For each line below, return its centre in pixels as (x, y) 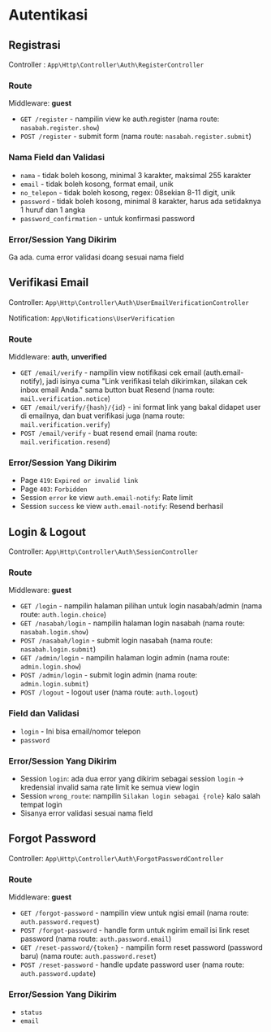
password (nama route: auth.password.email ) (96, 939)
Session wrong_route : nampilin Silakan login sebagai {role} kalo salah (140, 796)
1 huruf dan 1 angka (53, 210)
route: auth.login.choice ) (63, 615)
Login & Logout (47, 531)
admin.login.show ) (51, 666)
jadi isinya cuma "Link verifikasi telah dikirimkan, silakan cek (146, 381)
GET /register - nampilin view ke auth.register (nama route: (120, 119)
